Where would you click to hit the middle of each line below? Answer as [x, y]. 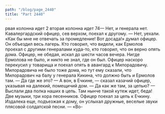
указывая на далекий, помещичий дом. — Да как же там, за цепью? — [80, 85]
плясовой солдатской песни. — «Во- [44, 107]
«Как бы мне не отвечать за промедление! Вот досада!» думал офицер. [81, 39]
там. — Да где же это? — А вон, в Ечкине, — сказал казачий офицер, [78, 80]
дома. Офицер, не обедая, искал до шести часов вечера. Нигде [72, 54]
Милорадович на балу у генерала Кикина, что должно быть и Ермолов [80, 75]
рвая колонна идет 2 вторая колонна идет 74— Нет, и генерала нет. [77, 28]
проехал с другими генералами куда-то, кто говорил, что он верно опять [83, 49]
